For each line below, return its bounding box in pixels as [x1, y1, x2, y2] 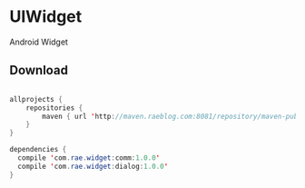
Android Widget [9, 36, 68, 47]
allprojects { [9, 94, 64, 104]
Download [9, 63, 68, 78]
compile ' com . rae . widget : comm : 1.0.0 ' [17, 153, 161, 163]
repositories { [25, 103, 84, 113]
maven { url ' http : [42, 112, 116, 121]
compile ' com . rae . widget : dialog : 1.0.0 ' [17, 162, 169, 171]
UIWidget [9, 6, 83, 27]
